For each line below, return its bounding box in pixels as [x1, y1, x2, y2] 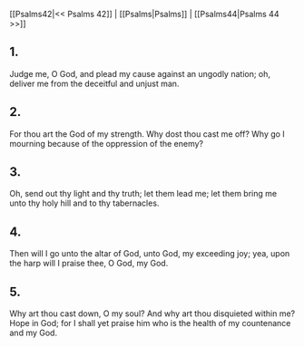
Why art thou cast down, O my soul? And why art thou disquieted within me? [9, 308, 296, 319]
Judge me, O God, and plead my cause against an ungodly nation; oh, [9, 68, 270, 79]
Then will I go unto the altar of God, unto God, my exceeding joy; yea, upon [9, 248, 290, 259]
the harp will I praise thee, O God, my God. [9, 258, 169, 269]
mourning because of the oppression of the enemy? [9, 138, 204, 149]
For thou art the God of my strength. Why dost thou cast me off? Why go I [9, 128, 286, 140]
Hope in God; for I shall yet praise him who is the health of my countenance [9, 318, 291, 329]
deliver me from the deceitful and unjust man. [9, 78, 180, 89]
